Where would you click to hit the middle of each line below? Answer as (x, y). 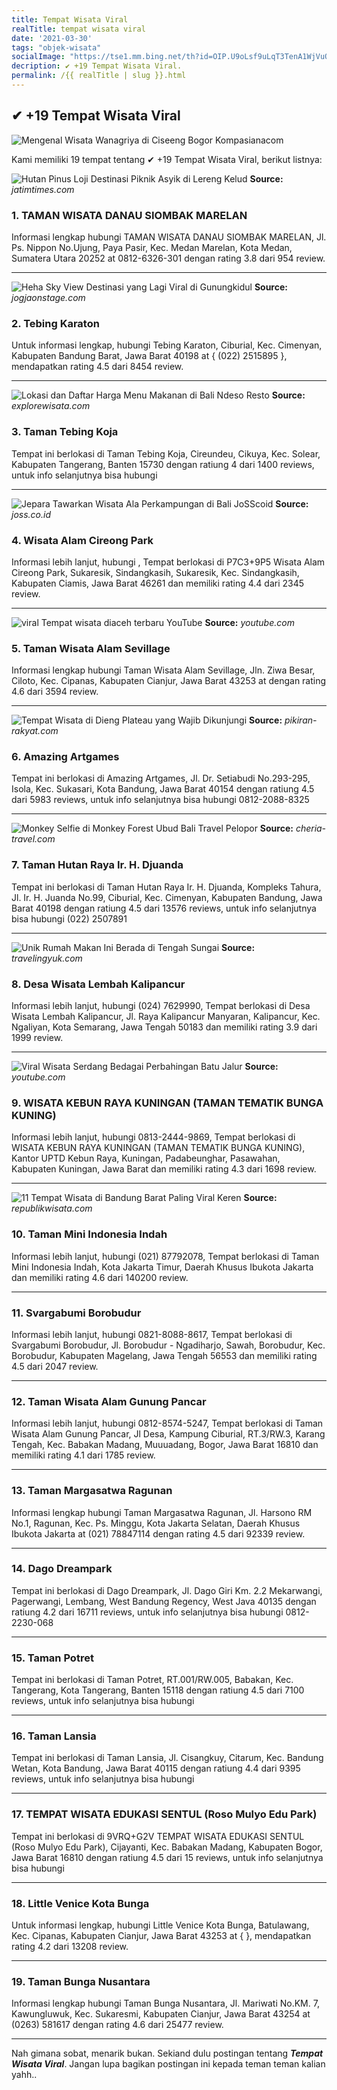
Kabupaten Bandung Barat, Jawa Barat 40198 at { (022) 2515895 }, (149, 356)
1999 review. (37, 1038)
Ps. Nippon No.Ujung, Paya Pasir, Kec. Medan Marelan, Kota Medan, (152, 247)
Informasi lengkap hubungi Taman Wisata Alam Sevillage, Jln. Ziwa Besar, (163, 670)
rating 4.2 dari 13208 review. (70, 1947)
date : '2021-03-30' (52, 38)
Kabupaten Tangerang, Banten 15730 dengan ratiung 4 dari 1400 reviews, (163, 464)
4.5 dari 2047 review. (55, 1366)
